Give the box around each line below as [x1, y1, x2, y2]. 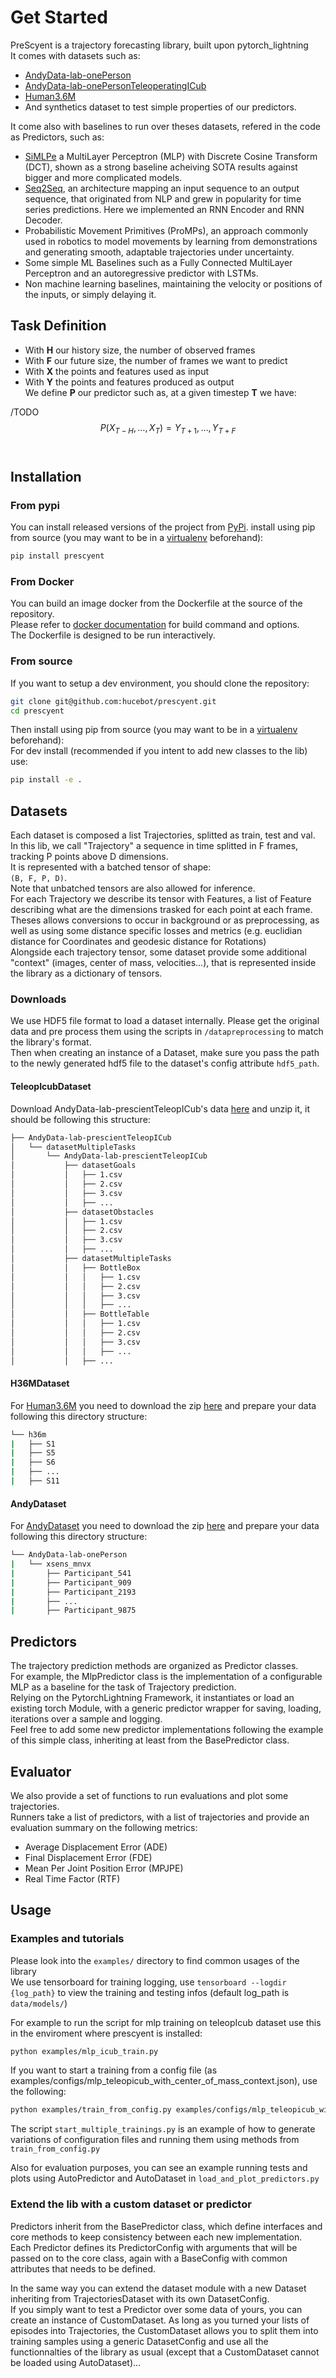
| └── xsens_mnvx [10, 1559, 92, 1570]
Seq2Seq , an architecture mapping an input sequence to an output [24, 182, 300, 194]
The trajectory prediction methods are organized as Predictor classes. [10, 1660, 299, 1672]
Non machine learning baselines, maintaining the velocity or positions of [24, 277, 323, 290]
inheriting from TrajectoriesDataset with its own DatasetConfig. [10, 2292, 270, 2305]
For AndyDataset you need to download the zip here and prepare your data [10, 1520, 320, 1532]
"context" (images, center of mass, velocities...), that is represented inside [10, 957, 317, 969]
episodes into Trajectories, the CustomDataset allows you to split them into [10, 2324, 319, 2336]
